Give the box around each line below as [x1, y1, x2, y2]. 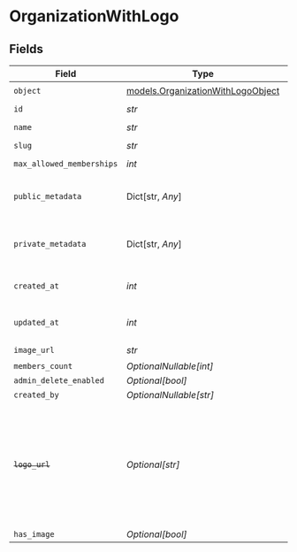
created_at [13, 281, 59, 291]
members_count [13, 361, 73, 371]
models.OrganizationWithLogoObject [126, 84, 280, 96]
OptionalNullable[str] [126, 389, 215, 401]
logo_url [13, 460, 50, 470]
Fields [9, 42, 44, 57]
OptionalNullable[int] [126, 360, 214, 372]
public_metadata [13, 192, 82, 201]
